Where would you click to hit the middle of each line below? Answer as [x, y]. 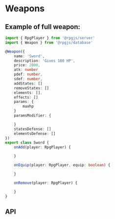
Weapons [25, 9]
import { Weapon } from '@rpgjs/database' [49, 42]
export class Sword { [27, 143]
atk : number [26, 70]
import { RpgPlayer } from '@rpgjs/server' [50, 38]
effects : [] [26, 97]
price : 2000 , [27, 65]
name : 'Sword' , [29, 56]
